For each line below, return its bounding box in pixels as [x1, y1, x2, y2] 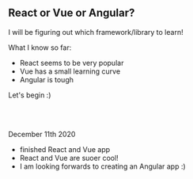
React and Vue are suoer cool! [19, 153, 119, 162]
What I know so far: [8, 43, 72, 52]
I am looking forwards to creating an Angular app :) [19, 162, 186, 171]
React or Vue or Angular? [8, 6, 135, 20]
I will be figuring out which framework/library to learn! [8, 27, 184, 36]
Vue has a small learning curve [19, 67, 121, 76]
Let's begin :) [8, 90, 51, 100]
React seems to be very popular [19, 58, 124, 67]
